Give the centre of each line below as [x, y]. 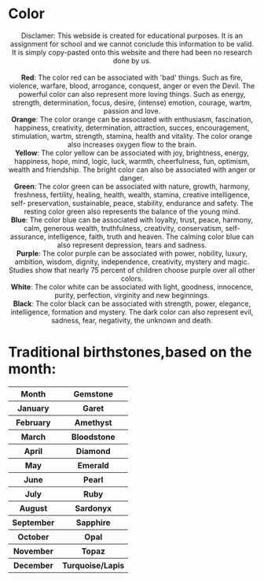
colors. [132, 278]
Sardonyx [93, 508]
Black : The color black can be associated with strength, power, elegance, [132, 304]
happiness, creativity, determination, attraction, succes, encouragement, [132, 128]
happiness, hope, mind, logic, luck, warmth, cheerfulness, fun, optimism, [132, 161]
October [33, 537]
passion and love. [132, 110]
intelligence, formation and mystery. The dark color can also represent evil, [132, 311]
